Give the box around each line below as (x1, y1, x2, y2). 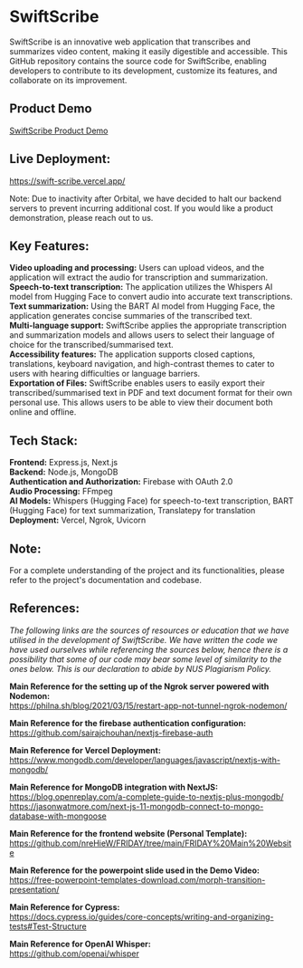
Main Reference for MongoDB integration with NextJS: (9, 781, 219, 792)
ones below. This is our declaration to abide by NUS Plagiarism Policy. (9, 663, 272, 674)
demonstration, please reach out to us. (9, 212, 154, 223)
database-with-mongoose (9, 810, 107, 821)
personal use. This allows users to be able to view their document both (9, 397, 273, 408)
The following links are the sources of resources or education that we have (9, 625, 289, 636)
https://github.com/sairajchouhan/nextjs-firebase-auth (9, 727, 213, 738)
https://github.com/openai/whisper (9, 948, 140, 959)
